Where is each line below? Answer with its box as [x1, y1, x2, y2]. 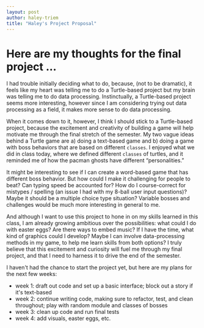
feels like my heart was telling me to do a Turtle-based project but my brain [6, 86, 195, 94]
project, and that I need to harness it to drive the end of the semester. [6, 252, 181, 259]
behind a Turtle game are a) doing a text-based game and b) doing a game [6, 137, 194, 144]
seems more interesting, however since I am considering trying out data [6, 99, 188, 107]
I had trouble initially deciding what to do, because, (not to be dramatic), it [6, 80, 192, 88]
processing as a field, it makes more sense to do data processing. [6, 106, 172, 113]
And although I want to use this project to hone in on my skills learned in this [6, 213, 199, 220]
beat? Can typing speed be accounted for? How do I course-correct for [6, 182, 186, 189]
